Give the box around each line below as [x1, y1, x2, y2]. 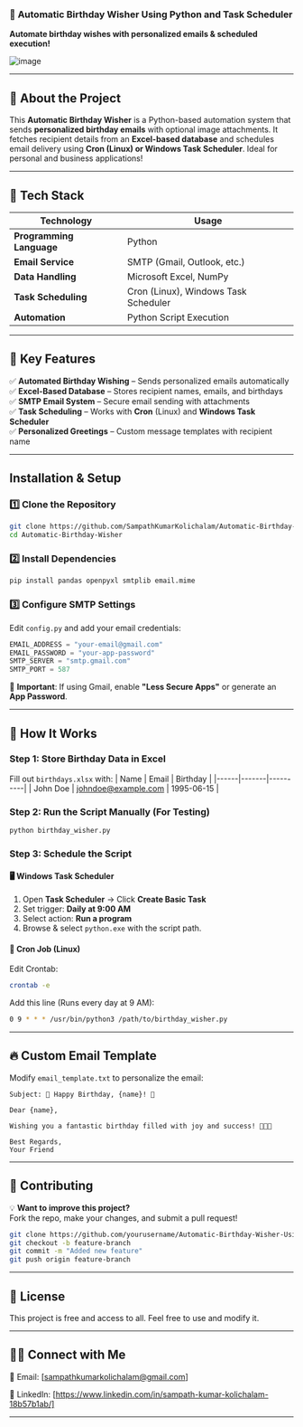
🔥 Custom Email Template [9, 1048, 157, 1063]
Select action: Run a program [22, 913, 133, 924]
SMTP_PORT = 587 [9, 665, 70, 675]
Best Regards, [9, 1137, 63, 1147]
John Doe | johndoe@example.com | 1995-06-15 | [32, 782, 219, 794]
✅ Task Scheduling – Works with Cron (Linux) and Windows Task [9, 406, 256, 417]
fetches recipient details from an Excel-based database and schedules [9, 134, 275, 145]
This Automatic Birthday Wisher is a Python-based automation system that [9, 115, 291, 126]
